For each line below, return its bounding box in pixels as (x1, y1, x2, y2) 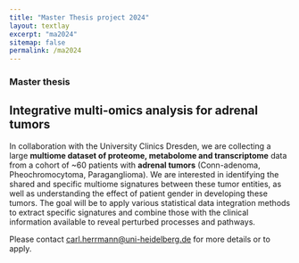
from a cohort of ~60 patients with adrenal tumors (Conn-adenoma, (9, 160, 261, 170)
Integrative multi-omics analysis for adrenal (9, 103, 259, 119)
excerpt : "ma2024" (9, 29, 78, 38)
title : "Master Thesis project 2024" (9, 12, 150, 22)
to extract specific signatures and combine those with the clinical (9, 207, 249, 218)
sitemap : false (9, 37, 66, 47)
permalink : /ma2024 (9, 46, 82, 55)
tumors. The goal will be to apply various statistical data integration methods (9, 197, 291, 208)
